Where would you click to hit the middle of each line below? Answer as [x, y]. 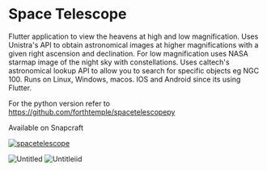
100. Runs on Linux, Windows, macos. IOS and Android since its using [125, 79]
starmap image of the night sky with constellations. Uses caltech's [119, 62]
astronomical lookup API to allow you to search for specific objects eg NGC [134, 70]
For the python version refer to [59, 103]
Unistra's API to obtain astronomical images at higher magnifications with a [133, 44]
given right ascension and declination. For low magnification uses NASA [128, 53]
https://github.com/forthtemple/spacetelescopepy [92, 112]
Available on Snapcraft [46, 127]
